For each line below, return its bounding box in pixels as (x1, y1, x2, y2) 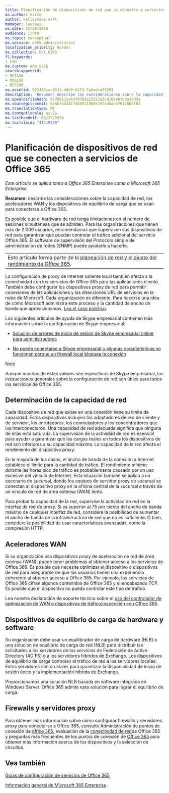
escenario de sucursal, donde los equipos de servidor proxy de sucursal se (5, 478, 161, 484)
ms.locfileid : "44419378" (5, 120, 59, 125)
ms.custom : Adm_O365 (5, 64, 49, 69)
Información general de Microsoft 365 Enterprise (5, 782, 107, 788)
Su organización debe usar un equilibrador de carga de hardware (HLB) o (5, 637, 157, 642)
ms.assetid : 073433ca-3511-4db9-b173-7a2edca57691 (5, 87, 114, 92)
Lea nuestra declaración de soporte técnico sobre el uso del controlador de (5, 596, 162, 602)
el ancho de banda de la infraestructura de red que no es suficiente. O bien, (5, 515, 162, 521)
